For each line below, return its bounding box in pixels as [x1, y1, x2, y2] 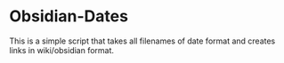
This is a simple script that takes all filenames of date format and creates [9, 35, 276, 46]
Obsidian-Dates [9, 6, 129, 27]
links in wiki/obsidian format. [9, 44, 114, 55]
